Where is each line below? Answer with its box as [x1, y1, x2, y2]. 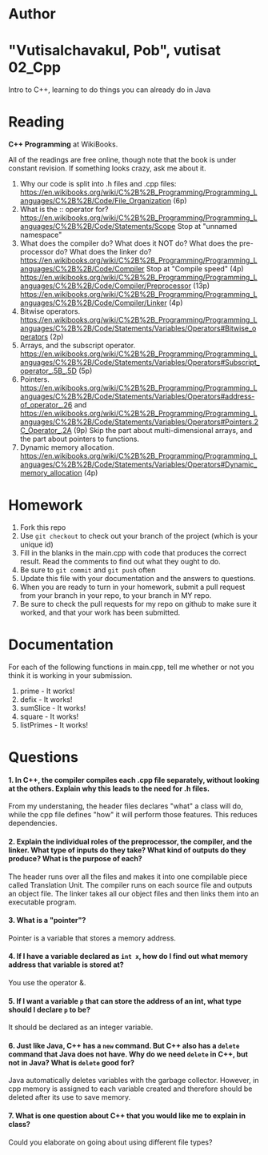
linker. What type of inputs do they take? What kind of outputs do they [8, 845, 246, 855]
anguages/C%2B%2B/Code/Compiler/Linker [19, 298, 168, 308]
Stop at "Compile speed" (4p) [146, 264, 244, 274]
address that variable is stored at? [8, 960, 124, 969]
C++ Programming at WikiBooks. [8, 139, 118, 149]
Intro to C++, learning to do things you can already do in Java [8, 85, 211, 94]
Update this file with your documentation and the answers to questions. [19, 574, 256, 583]
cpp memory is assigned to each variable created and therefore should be [8, 1084, 253, 1093]
